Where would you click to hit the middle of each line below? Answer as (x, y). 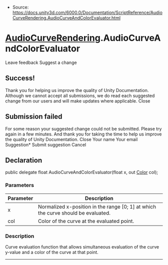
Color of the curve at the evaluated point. (86, 221)
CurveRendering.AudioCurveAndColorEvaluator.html (66, 18)
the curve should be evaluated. (74, 213)
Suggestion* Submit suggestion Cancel (46, 144)
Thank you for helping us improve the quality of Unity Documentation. (77, 90)
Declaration (24, 160)
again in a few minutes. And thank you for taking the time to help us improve (83, 134)
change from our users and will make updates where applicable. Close (78, 101)
